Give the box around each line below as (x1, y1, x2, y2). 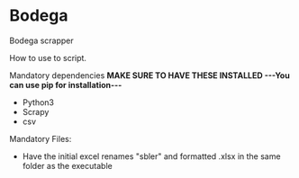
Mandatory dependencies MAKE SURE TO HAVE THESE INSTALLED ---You (9, 69, 290, 81)
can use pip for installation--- (9, 79, 122, 90)
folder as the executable (22, 160, 113, 171)
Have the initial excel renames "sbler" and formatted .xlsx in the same (22, 150, 281, 162)
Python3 (22, 96, 54, 108)
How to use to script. (9, 52, 87, 63)
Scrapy (22, 106, 50, 117)
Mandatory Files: (9, 133, 72, 144)
